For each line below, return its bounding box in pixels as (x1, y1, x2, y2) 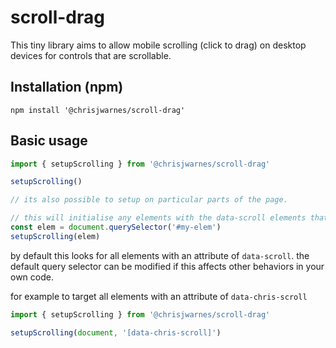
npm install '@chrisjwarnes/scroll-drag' (10, 105, 186, 115)
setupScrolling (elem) (10, 231, 101, 241)
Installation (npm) (10, 79, 124, 96)
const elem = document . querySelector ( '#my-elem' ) (10, 222, 222, 233)
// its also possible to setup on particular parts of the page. (10, 195, 288, 205)
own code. (10, 271, 54, 283)
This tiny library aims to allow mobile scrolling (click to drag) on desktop (10, 39, 307, 51)
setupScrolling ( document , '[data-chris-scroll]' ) (10, 327, 222, 338)
